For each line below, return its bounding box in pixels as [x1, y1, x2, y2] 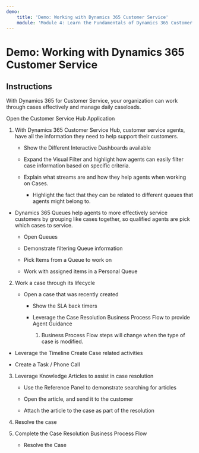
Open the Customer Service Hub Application [6, 115, 115, 122]
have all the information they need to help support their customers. [14, 133, 179, 140]
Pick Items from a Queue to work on [23, 256, 112, 264]
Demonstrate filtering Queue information [23, 245, 123, 252]
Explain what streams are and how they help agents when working [23, 173, 187, 181]
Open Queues [23, 233, 58, 240]
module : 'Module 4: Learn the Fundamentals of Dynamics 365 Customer [17, 20, 193, 26]
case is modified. [41, 338, 84, 345]
